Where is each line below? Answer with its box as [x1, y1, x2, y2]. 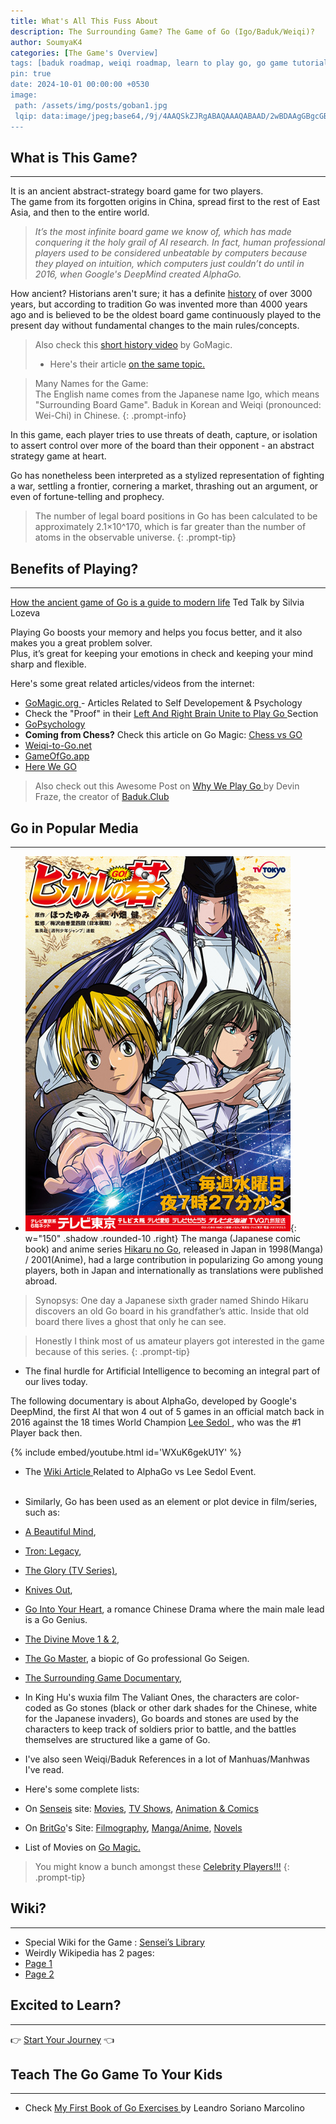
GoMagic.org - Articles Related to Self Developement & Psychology [24, 697, 303, 709]
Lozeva [10, 607, 41, 619]
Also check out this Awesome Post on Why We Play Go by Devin [34, 780, 300, 792]
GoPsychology [24, 718, 86, 730]
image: [10, 90, 38, 100]
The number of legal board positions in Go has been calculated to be [34, 510, 318, 522]
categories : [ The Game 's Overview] [10, 48, 159, 58]
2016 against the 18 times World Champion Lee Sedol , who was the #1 [10, 1416, 302, 1428]
